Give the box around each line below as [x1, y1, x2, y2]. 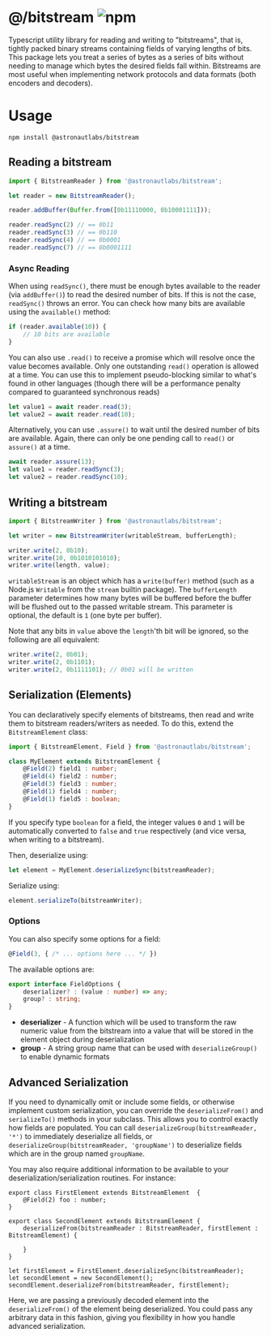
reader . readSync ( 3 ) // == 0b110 [8, 228, 117, 237]
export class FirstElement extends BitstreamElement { [8, 1188, 201, 1197]
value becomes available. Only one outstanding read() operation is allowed [8, 361, 259, 371]
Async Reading [8, 262, 70, 274]
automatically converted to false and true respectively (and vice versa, [8, 826, 247, 835]
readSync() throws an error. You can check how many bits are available [8, 299, 245, 308]
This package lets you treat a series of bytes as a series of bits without [8, 52, 244, 62]
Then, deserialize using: [8, 850, 89, 860]
